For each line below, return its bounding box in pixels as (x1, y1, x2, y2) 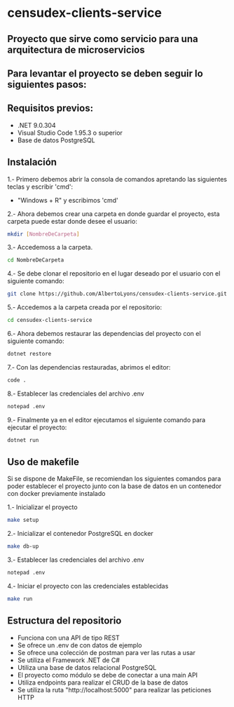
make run (7, 595, 33, 602)
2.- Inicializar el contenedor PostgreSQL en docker (7, 530, 154, 538)
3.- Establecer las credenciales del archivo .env (7, 555, 145, 564)
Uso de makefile (7, 456, 79, 468)
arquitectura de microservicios (7, 43, 145, 55)
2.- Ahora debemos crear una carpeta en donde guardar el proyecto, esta (7, 209, 220, 218)
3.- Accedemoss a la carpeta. (7, 243, 93, 252)
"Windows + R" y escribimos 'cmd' (17, 196, 119, 204)
